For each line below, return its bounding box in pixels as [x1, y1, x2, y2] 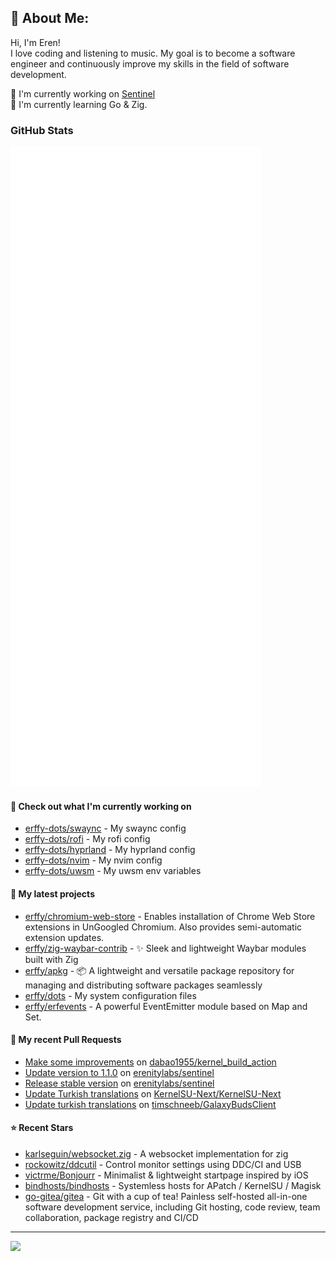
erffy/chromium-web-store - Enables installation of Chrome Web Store [24, 910, 316, 922]
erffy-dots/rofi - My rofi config [24, 833, 151, 845]
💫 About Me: [10, 10, 90, 27]
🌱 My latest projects [10, 887, 95, 900]
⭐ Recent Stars [10, 1122, 74, 1134]
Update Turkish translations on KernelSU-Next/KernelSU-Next [24, 1087, 282, 1100]
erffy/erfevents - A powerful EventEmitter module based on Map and [24, 1000, 308, 1012]
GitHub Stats [10, 123, 74, 137]
